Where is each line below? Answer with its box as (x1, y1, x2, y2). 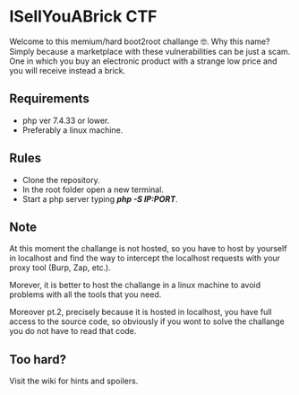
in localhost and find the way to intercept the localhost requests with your (9, 253, 280, 264)
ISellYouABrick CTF (9, 6, 158, 27)
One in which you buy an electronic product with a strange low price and (9, 56, 278, 66)
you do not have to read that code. (9, 326, 137, 337)
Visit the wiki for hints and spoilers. (9, 375, 139, 387)
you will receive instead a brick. (9, 65, 126, 75)
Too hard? (9, 352, 67, 367)
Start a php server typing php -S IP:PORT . (21, 193, 178, 204)
